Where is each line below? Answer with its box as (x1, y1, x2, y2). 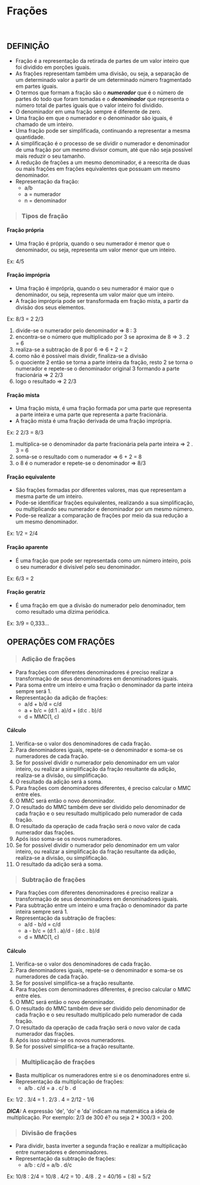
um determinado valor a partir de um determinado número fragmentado (15, 76, 192, 83)
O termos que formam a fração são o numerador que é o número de (15, 88, 184, 96)
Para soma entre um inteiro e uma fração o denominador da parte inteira (15, 681, 193, 688)
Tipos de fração (21, 212, 68, 220)
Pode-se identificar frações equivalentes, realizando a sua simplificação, (15, 499, 195, 506)
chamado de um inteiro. (15, 121, 74, 128)
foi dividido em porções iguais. (15, 63, 91, 71)
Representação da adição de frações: (15, 694, 108, 701)
